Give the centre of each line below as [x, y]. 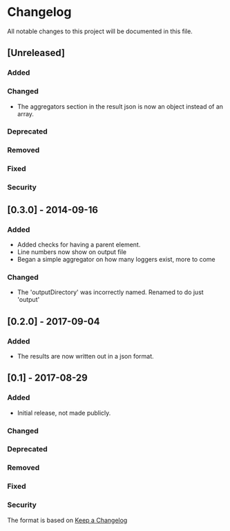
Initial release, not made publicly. [64, 413]
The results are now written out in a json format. [85, 356]
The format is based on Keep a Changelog [67, 520]
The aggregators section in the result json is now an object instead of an [120, 106]
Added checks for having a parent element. [79, 244]
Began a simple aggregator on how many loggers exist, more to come [116, 259]
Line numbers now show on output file [71, 252]
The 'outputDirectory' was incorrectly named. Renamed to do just [110, 292]
